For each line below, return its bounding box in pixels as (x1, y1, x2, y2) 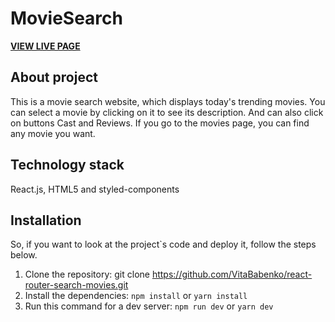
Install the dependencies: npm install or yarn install (24, 290, 248, 302)
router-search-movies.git (24, 279, 129, 291)
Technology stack (10, 157, 125, 174)
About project (10, 69, 98, 86)
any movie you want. (10, 127, 96, 139)
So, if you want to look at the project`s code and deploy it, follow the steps (10, 238, 317, 251)
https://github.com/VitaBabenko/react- (151, 268, 313, 281)
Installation (10, 212, 82, 229)
